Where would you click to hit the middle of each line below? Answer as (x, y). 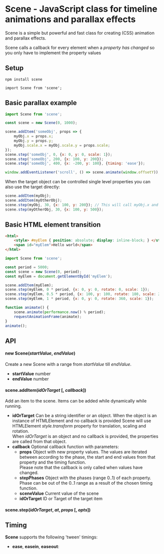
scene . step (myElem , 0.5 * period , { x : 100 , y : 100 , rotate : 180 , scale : (81, 294)
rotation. (20, 431)
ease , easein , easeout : (36, 546)
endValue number (31, 379)
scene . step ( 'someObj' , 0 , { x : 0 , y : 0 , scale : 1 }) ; (59, 154)
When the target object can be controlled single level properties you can (78, 182)
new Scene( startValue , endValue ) (40, 353)
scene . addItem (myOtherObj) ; (34, 201)
